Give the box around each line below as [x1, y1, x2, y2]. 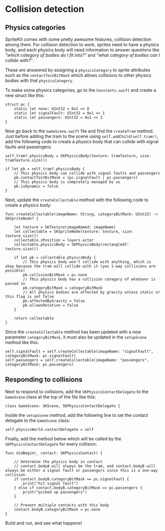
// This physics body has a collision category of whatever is [23, 277, 156, 282]
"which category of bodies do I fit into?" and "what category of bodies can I [5, 52, 161, 58]
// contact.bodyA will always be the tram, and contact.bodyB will [14, 464, 156, 469]
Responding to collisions [5, 375, 83, 384]
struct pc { [5, 102, 30, 107]
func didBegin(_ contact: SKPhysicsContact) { [5, 450, 103, 456]
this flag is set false [5, 294, 54, 299]
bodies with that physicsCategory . [5, 78, 74, 83]
